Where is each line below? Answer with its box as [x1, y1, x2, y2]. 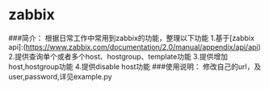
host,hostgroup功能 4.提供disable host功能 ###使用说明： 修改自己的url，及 [8, 62, 262, 71]
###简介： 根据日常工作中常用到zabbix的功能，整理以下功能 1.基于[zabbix [8, 33, 254, 42]
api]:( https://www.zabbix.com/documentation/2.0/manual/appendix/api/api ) [8, 42, 261, 51]
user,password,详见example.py [8, 71, 112, 81]
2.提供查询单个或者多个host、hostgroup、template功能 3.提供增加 [8, 51, 229, 61]
